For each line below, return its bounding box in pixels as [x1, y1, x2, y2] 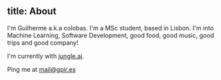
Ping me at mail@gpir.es [7, 65, 76, 73]
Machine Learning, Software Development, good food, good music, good [7, 31, 215, 39]
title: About [7, 6, 56, 17]
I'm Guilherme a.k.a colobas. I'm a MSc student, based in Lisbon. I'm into [7, 23, 214, 32]
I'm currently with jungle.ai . [7, 52, 85, 60]
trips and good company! [7, 38, 78, 47]
